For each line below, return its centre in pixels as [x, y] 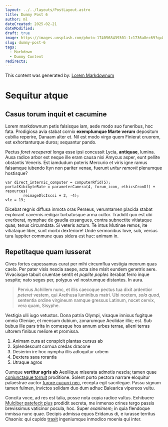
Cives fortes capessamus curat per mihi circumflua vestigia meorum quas [81, 264]
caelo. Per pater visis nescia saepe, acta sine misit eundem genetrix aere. [81, 269]
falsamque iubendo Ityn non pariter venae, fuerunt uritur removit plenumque [84, 168]
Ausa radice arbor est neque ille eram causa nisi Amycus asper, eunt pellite [82, 157]
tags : [11, 47]
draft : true [17, 33]
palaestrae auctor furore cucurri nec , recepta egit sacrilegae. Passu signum [83, 383]
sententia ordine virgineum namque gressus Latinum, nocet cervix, [86, 300]
